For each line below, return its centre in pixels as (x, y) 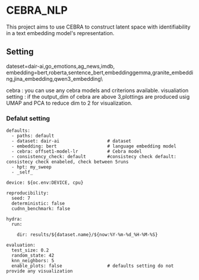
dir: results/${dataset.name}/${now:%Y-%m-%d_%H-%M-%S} (88, 235)
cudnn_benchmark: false (41, 209)
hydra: (14, 219)
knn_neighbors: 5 (33, 261)
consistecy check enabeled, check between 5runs (67, 162)
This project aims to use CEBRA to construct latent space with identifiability (98, 27)
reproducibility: (28, 193)
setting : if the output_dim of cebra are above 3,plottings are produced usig (98, 96)
